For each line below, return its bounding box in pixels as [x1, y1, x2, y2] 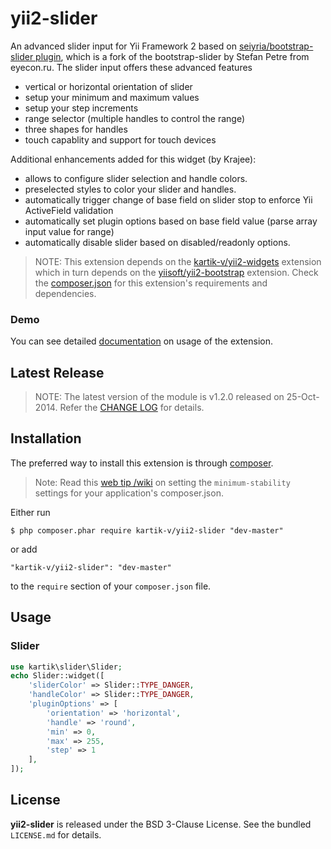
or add [10, 543, 38, 555]
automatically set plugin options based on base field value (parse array [24, 215, 318, 227]
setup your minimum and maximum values [24, 91, 200, 103]
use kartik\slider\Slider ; [10, 662, 123, 672]
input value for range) [24, 225, 115, 237]
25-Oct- [286, 391, 320, 403]
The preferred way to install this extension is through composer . [10, 457, 274, 469]
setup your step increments [24, 102, 139, 114]
